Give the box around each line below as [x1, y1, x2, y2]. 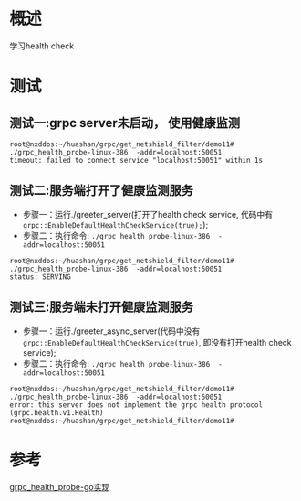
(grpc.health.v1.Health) [9, 408, 104, 417]
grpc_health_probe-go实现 [9, 481, 110, 492]
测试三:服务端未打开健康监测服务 [9, 299, 194, 315]
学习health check [9, 40, 75, 51]
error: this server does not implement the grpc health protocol [9, 400, 263, 410]
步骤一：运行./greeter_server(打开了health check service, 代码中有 [22, 208, 274, 219]
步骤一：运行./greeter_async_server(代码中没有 [22, 325, 201, 336]
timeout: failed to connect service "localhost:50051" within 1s [9, 155, 263, 165]
